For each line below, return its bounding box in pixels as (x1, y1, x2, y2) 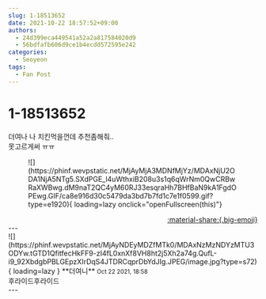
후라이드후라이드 (8, 276, 60, 286)
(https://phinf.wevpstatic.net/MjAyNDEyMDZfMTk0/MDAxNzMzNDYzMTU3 (8, 240, 255, 249)
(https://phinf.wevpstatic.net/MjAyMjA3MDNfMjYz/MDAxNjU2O (28, 165, 236, 175)
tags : (8, 63, 26, 71)
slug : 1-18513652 (8, 11, 66, 20)
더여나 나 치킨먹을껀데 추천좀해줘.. (8, 131, 115, 141)
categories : (8, 48, 47, 56)
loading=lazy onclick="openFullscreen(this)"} (74, 199, 223, 209)
